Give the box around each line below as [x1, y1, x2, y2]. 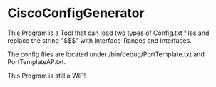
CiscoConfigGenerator [7, 5, 145, 21]
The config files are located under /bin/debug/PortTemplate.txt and [7, 50, 205, 58]
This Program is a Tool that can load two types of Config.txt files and [7, 29, 210, 37]
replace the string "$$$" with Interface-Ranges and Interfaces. [7, 36, 192, 44]
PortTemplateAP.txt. [7, 57, 66, 66]
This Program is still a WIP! [7, 71, 86, 80]
